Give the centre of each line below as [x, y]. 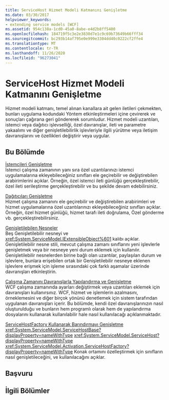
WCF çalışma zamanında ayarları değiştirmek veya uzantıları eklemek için [83, 287]
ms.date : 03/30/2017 [27, 15]
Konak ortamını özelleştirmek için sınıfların [118, 352]
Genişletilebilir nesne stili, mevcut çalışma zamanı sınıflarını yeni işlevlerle [83, 244]
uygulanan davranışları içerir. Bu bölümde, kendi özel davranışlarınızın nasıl [84, 303]
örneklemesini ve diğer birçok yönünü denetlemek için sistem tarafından [81, 298]
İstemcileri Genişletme [29, 165]
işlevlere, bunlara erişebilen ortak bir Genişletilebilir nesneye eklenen [78, 261]
